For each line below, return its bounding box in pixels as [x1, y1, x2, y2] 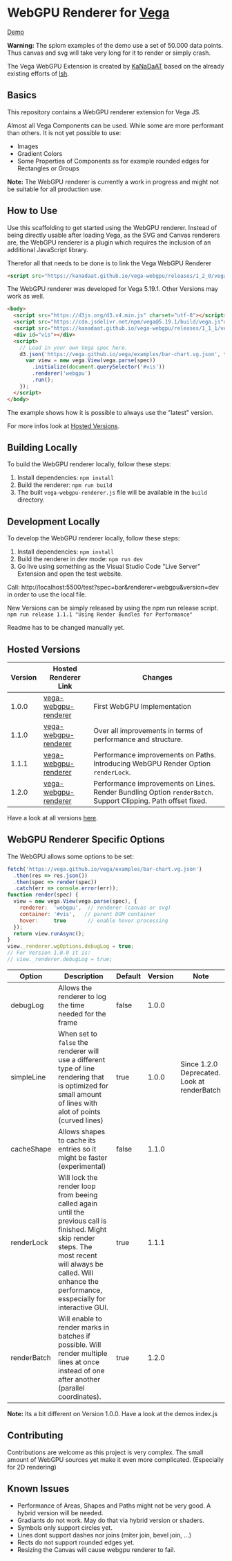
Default [116, 971, 142, 981]
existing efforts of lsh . [7, 69, 69, 78]
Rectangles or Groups [17, 164, 79, 173]
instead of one [58, 1366, 105, 1375]
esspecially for [58, 1294, 106, 1303]
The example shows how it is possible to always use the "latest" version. [7, 408, 214, 416]
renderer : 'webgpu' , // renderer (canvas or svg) [19, 904, 171, 912]
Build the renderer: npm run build [17, 481, 113, 489]
